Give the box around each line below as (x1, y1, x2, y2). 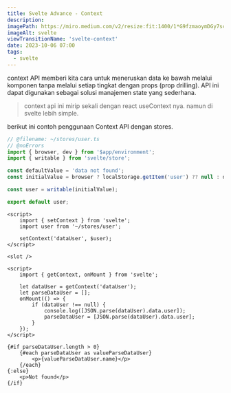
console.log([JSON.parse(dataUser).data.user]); (43, 307, 186, 314)
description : (7, 17, 45, 23)
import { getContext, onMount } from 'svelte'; (19, 271, 158, 278)
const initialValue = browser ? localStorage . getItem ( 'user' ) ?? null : (7, 173, 220, 181)
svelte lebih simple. (23, 109, 79, 117)
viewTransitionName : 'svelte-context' (7, 36, 118, 43)
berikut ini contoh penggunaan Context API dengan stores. (7, 122, 173, 131)
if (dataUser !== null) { (32, 301, 107, 308)
